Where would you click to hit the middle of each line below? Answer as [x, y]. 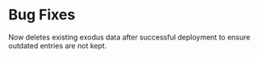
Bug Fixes [42, 15]
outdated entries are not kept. [58, 45]
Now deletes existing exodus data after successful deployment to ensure [129, 37]
